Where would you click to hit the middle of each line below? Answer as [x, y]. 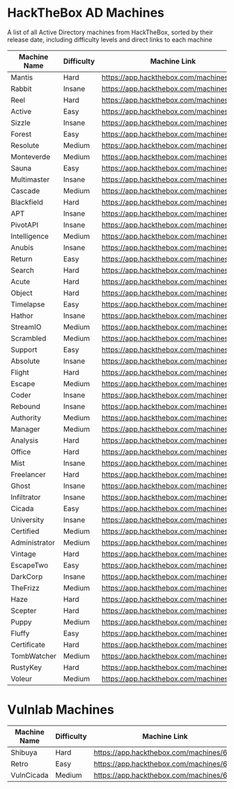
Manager [25, 429]
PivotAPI [25, 225]
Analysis [25, 440]
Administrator [33, 543]
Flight [20, 372]
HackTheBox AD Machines [86, 13]
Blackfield [27, 202]
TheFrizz [25, 588]
